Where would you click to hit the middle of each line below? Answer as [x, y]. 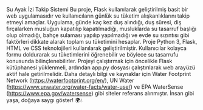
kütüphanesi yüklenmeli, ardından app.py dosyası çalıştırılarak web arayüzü [101, 67]
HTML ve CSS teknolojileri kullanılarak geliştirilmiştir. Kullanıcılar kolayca [97, 48]
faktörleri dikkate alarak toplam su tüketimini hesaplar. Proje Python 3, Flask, [102, 42]
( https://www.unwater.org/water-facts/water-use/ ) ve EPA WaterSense [95, 87]
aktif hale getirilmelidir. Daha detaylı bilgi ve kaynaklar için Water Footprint [99, 74]
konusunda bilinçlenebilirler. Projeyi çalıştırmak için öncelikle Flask [89, 61]
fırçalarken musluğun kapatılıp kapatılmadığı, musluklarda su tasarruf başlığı [101, 29]
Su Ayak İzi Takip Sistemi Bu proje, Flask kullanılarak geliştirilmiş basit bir [97, 9]
